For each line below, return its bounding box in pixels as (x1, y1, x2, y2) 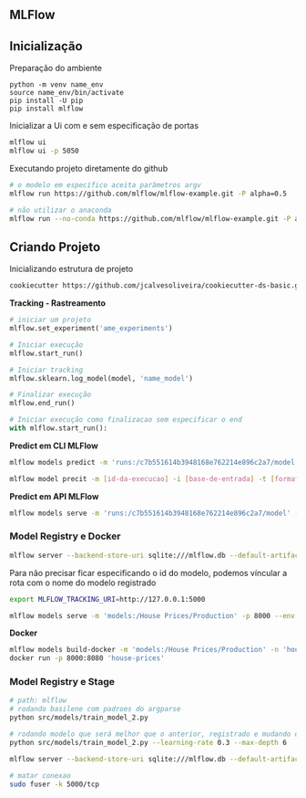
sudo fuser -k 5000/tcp (9, 780, 100, 789)
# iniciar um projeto (9, 315, 92, 325)
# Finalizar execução (9, 390, 92, 400)
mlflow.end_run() (9, 399, 76, 408)
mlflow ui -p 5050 (9, 146, 79, 156)
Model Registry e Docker (9, 530, 121, 542)
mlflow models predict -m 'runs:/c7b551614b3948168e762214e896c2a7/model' (9, 457, 300, 467)
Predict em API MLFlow (9, 490, 99, 501)
